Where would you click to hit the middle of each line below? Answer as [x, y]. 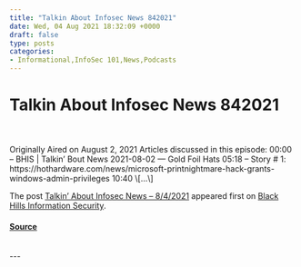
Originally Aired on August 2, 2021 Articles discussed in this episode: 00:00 [151, 149]
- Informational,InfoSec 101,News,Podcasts [93, 60]
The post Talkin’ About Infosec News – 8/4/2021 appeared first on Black [144, 195]
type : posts [32, 43]
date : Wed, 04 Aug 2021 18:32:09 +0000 [85, 26]
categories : [32, 52]
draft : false [34, 35]
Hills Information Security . [58, 205]
